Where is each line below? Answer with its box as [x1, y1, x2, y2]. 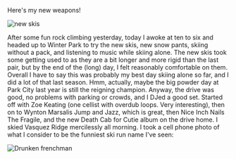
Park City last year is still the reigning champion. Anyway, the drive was [7, 86, 215, 94]
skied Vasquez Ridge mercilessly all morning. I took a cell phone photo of [7, 123, 220, 131]
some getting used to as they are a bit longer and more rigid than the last [7, 56, 219, 64]
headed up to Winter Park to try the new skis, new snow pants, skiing [7, 41, 209, 49]
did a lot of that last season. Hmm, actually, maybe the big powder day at [7, 78, 219, 87]
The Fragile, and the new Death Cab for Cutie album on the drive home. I [7, 115, 218, 124]
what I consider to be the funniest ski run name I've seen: [7, 130, 174, 139]
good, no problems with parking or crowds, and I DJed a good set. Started [7, 93, 223, 101]
